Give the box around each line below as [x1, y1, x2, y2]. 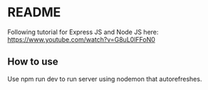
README [7, 4, 61, 21]
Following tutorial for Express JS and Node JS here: [7, 28, 159, 36]
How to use [7, 56, 58, 68]
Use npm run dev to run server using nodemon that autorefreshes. [7, 74, 202, 83]
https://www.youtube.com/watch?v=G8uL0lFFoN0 [7, 35, 155, 43]
